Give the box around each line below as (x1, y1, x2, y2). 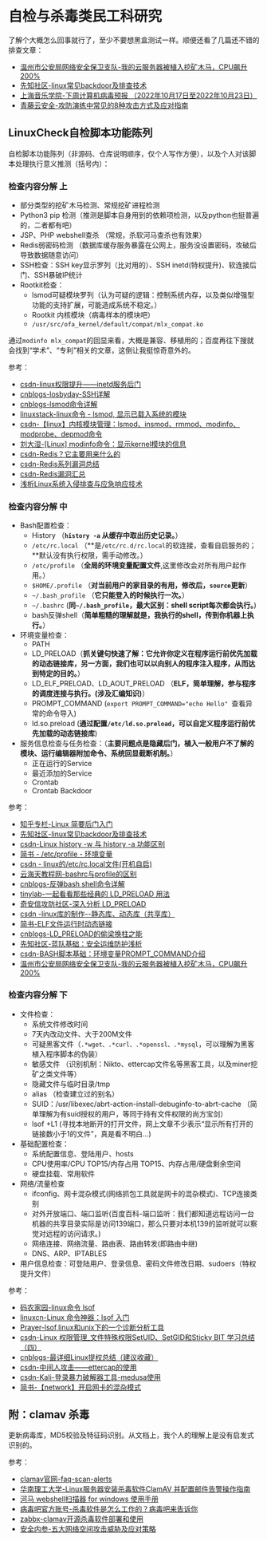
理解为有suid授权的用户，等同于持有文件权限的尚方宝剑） (38, 1108, 228, 1118)
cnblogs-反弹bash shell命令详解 (19, 879, 125, 889)
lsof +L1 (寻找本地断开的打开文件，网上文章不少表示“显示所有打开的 (31, 1119, 253, 1128)
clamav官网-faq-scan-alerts (19, 1474, 112, 1484)
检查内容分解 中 (8, 500, 68, 512)
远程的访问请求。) (45, 1228, 101, 1238)
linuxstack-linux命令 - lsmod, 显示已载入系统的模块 (19, 409, 187, 419)
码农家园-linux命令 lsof (19, 1302, 96, 1312)
